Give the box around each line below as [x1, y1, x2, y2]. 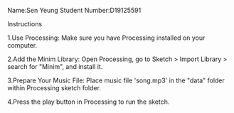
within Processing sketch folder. [7, 84, 102, 92]
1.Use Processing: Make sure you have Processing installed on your [7, 33, 206, 42]
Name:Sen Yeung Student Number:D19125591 [7, 6, 142, 14]
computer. [7, 41, 38, 49]
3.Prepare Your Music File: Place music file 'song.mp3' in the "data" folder [7, 76, 225, 85]
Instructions [7, 20, 43, 28]
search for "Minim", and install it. [7, 63, 103, 70]
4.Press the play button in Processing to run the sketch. [7, 97, 170, 106]
